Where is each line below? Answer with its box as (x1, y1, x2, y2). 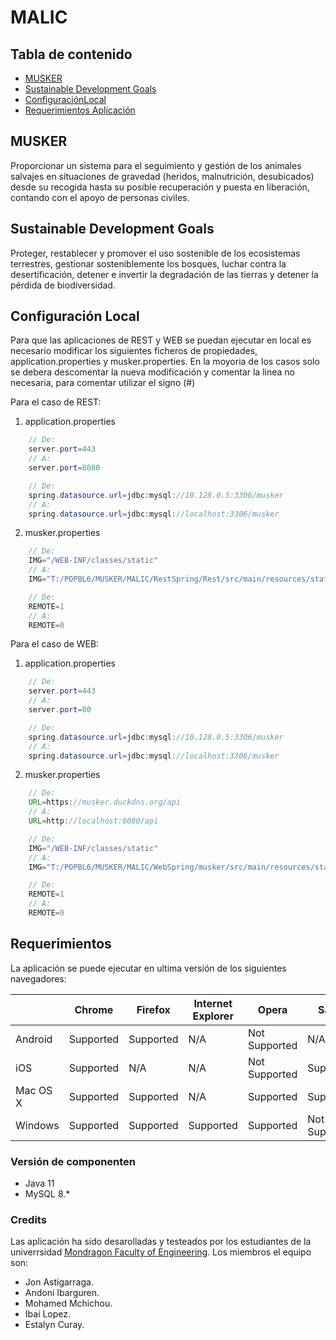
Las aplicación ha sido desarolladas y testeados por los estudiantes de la (10, 1236, 312, 1248)
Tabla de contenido (10, 46, 133, 63)
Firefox (136, 1002, 171, 1016)
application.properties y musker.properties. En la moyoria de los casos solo (10, 356, 320, 368)
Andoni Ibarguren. (24, 1287, 100, 1299)
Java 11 (24, 1177, 55, 1190)
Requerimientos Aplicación (24, 104, 136, 116)
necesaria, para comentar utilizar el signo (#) (10, 377, 196, 389)
